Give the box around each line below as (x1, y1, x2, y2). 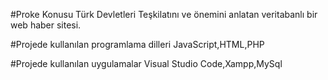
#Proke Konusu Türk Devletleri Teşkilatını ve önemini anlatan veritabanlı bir (10, 9, 318, 20)
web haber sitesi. (10, 19, 82, 31)
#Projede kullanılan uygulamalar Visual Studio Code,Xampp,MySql (10, 58, 283, 69)
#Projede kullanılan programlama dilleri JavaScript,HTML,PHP (10, 39, 265, 50)
